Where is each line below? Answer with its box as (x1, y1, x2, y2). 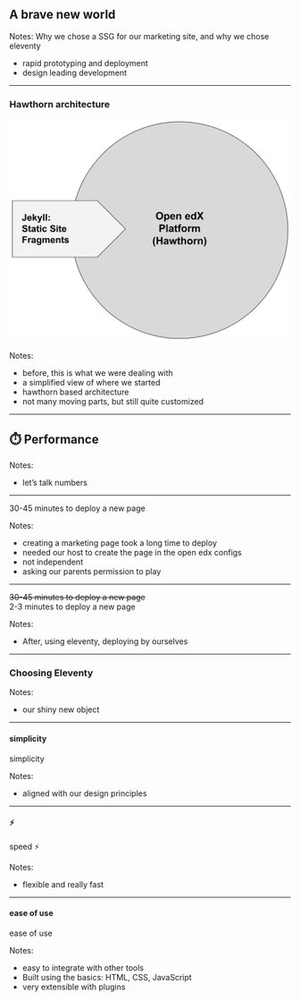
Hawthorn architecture (9, 98, 111, 110)
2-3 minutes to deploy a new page (9, 601, 136, 612)
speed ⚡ (9, 841, 40, 852)
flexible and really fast (21, 878, 104, 889)
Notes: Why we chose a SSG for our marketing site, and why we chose (9, 30, 270, 41)
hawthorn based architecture (21, 386, 129, 397)
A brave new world (9, 7, 116, 22)
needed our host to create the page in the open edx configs (21, 547, 243, 558)
